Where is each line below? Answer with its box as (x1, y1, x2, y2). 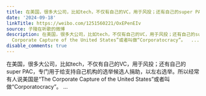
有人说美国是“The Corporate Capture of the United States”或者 (6, 75, 165, 83)
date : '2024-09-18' (6, 15, 56, 21)
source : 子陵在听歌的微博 (6, 26, 66, 32)
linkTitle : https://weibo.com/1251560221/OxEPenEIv (6, 20, 141, 26)
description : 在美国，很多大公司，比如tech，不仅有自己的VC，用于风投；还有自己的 (6, 32, 196, 38)
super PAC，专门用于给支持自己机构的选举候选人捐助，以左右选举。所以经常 (6, 67, 199, 75)
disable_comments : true (6, 43, 67, 49)
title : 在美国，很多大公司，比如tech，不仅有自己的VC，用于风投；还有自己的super (6, 9, 193, 15)
